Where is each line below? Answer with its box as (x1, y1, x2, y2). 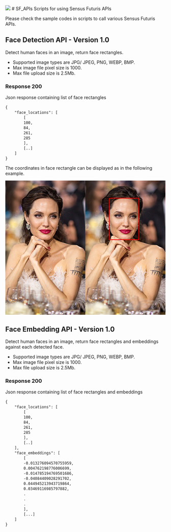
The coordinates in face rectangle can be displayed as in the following (5, 165, 153, 171)
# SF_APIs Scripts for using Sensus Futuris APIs (11, 6, 112, 12)
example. (5, 171, 24, 177)
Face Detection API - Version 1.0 (5, 36, 109, 44)
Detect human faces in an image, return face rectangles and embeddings (5, 338, 159, 344)
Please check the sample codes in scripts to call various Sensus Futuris (5, 15, 155, 21)
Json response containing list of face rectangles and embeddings (5, 389, 143, 395)
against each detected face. (5, 343, 64, 350)
